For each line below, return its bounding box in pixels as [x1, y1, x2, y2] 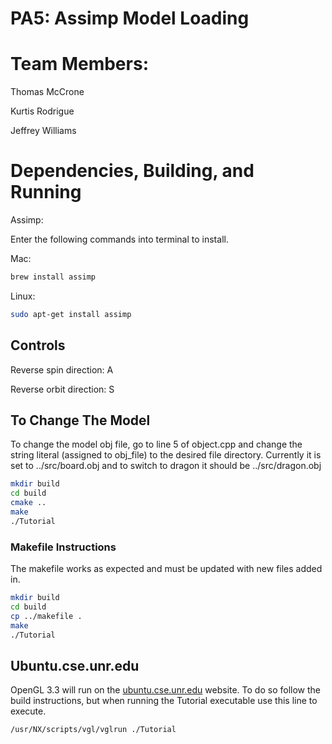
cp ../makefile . [10, 611, 83, 621]
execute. [10, 705, 47, 717]
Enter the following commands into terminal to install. [10, 233, 229, 246]
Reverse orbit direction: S [10, 383, 115, 395]
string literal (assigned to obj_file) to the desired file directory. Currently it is [10, 449, 322, 461]
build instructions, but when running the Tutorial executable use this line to [10, 695, 318, 707]
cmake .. [10, 498, 47, 508]
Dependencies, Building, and [10, 160, 255, 182]
